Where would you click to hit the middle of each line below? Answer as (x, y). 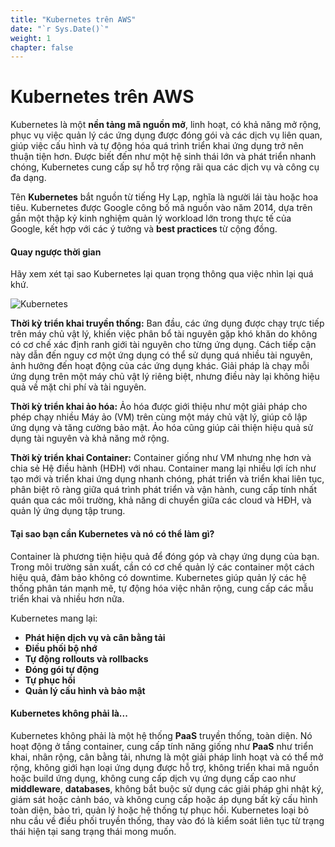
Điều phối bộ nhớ (61, 648)
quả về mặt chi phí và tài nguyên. (78, 387)
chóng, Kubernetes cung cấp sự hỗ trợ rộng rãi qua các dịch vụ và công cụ (165, 167)
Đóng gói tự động (62, 669)
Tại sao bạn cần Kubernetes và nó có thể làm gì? (112, 533)
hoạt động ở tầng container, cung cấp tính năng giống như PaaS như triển (162, 746)
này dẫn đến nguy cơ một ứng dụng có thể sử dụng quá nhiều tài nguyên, (161, 355)
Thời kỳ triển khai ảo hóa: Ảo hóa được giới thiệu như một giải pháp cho (159, 407)
